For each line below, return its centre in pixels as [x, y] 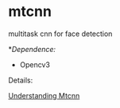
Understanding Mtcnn [44, 95]
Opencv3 [35, 64]
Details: [21, 80]
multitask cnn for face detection [60, 34]
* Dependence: [32, 49]
